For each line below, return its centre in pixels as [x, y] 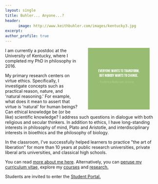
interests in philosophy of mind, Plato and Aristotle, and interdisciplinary [77, 127]
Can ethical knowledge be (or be [38, 112]
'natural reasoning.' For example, [38, 96]
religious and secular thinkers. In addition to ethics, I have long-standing [78, 122]
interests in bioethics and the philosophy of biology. [57, 133]
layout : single [20, 10]
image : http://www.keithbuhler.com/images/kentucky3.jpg [77, 26]
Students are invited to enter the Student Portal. [53, 176]
